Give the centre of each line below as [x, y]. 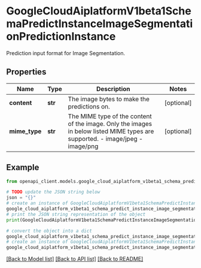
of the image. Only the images [110, 124]
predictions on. [89, 106]
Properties [26, 72]
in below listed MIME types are [111, 131]
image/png [83, 146]
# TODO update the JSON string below [53, 192]
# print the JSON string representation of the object [76, 214]
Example [23, 168]
